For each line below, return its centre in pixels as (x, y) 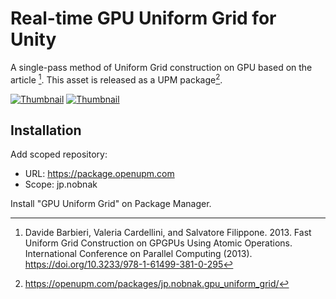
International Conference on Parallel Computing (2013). (138, 254)
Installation (46, 130)
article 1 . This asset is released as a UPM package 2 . (116, 79)
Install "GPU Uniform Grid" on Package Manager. (111, 204)
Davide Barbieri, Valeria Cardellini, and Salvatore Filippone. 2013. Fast (168, 233)
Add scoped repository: (59, 154)
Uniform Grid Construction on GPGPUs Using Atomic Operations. (158, 243)
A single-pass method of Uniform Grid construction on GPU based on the (161, 67)
